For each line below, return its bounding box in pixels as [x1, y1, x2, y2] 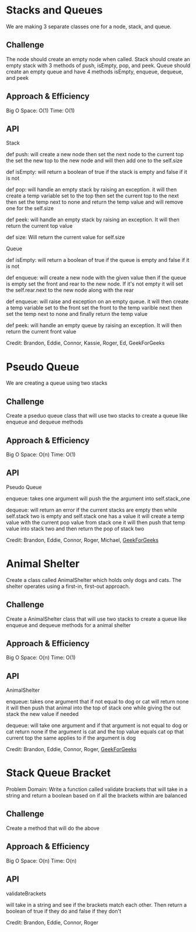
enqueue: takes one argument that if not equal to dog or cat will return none [6, 698, 189, 705]
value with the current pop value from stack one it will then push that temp [6, 519, 185, 526]
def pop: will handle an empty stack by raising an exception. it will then [6, 186, 177, 193]
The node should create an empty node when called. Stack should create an [6, 55, 190, 62]
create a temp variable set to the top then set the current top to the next [6, 192, 180, 200]
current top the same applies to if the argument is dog [6, 735, 136, 742]
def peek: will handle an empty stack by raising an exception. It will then [6, 216, 180, 223]
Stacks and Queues [6, 4, 103, 17]
